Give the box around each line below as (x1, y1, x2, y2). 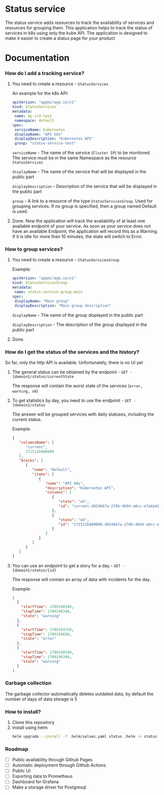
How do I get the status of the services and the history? (5, 349, 140, 355)
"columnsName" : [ (19, 440, 54, 445)
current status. (12, 416, 42, 422)
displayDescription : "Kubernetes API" (14, 136, 94, 141)
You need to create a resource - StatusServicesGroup (12, 257, 120, 263)
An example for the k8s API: (12, 91, 69, 96)
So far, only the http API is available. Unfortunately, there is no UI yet (5, 359, 143, 365)
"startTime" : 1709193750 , (21, 627, 74, 632)
